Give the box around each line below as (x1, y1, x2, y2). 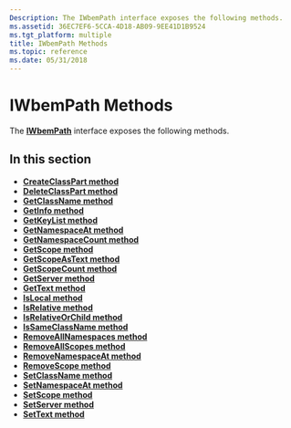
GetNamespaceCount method (22, 234, 140, 245)
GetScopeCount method (22, 263, 118, 274)
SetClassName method (22, 370, 113, 381)
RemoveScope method (22, 360, 111, 371)
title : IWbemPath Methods (9, 38, 108, 48)
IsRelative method (22, 302, 93, 313)
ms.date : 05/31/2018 (9, 56, 88, 65)
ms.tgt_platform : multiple (9, 30, 112, 39)
